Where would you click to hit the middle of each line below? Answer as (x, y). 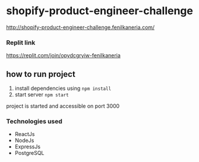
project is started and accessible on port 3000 (63, 106)
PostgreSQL (29, 153)
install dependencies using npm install (63, 88)
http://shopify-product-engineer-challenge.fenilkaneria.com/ (80, 27)
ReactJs (25, 134)
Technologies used (34, 121)
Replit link (21, 43)
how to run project (41, 74)
